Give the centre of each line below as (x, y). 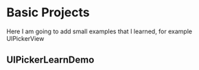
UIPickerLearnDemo (50, 60)
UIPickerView (25, 38)
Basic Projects (48, 13)
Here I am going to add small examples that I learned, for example (99, 31)
